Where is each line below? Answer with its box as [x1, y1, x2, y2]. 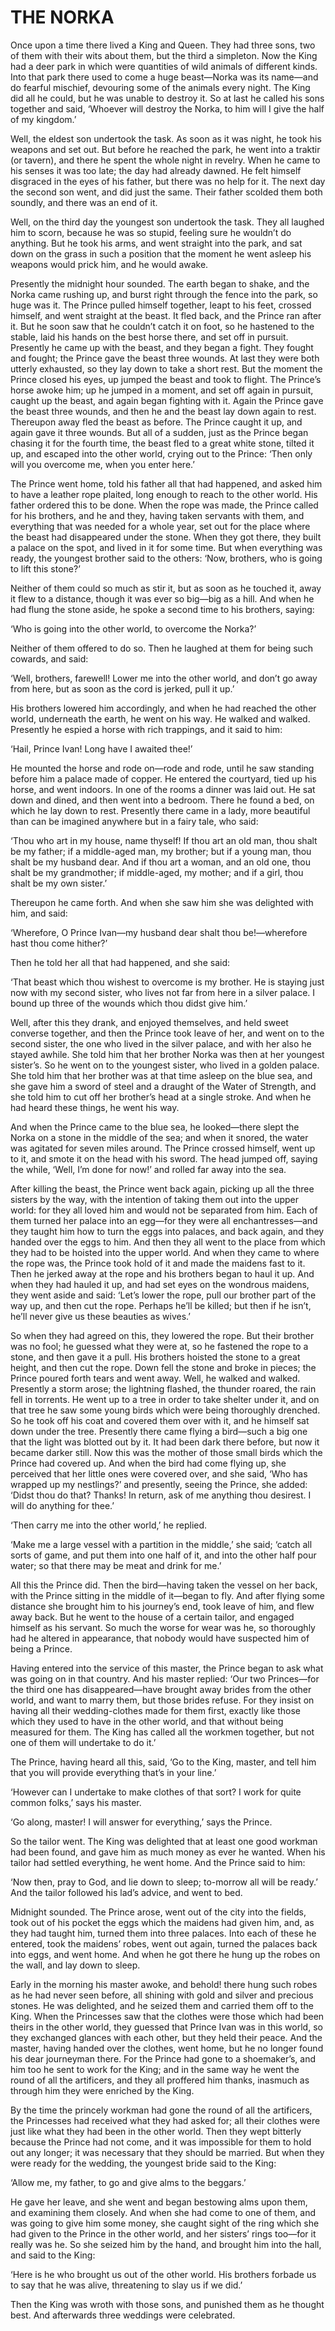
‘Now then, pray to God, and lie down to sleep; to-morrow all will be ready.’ [10, 1876, 318, 1888]
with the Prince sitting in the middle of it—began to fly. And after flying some [10, 1589, 325, 1601]
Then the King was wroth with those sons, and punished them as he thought [10, 2298, 325, 2310]
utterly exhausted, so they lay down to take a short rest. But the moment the [10, 362, 323, 375]
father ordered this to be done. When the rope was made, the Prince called [10, 499, 319, 511]
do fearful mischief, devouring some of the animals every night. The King [10, 81, 311, 93]
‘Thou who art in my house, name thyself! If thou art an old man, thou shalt [10, 834, 318, 846]
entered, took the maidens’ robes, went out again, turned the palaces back [10, 1937, 318, 1950]
